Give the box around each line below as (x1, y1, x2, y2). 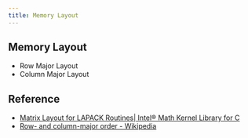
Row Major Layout (19, 61, 78, 71)
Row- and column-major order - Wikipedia (19, 122, 157, 131)
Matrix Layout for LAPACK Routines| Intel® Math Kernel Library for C (19, 113, 240, 122)
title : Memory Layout (8, 11, 79, 20)
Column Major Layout (19, 70, 89, 79)
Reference (8, 92, 60, 106)
